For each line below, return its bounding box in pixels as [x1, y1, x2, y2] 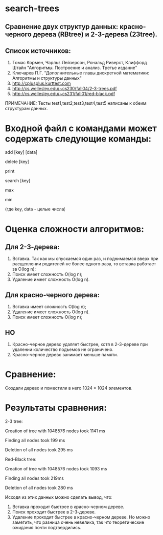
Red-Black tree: [5, 456, 37, 462]
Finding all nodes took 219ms [5, 475, 64, 481]
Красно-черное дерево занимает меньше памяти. [12, 351, 118, 357]
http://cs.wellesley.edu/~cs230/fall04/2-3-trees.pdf [12, 86, 117, 92]
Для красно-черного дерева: [5, 291, 100, 299]
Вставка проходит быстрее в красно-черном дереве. [12, 504, 125, 510]
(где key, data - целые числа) [5, 206, 66, 212]
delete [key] [5, 159, 29, 164]
